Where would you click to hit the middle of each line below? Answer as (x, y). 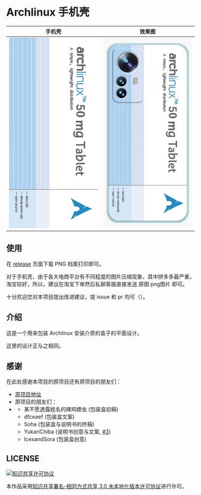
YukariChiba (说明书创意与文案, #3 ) (67, 432)
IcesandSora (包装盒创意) (55, 439)
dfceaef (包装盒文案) (49, 417)
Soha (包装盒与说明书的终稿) (59, 424)
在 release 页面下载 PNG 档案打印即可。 (55, 264)
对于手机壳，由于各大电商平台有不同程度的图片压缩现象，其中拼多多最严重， (100, 276)
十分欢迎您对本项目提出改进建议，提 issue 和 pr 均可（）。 (77, 297)
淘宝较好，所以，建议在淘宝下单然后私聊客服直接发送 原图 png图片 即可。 (97, 284)
